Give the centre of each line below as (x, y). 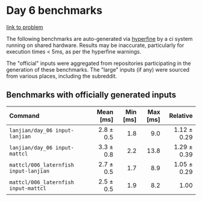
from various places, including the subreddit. (62, 76)
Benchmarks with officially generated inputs (91, 95)
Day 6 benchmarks (54, 11)
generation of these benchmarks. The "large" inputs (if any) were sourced (98, 69)
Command (25, 116)
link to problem (25, 27)
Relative (181, 116)
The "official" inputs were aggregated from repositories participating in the (99, 63)
